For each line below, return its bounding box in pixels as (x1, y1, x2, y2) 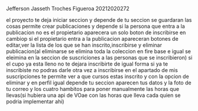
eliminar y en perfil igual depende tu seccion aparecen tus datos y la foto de (6, 79, 191, 86)
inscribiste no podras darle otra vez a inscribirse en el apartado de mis (6, 67, 178, 73)
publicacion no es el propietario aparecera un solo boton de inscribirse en (6, 29, 186, 36)
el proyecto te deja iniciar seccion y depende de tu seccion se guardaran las (6, 17, 192, 23)
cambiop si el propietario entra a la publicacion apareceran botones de (6, 35, 178, 42)
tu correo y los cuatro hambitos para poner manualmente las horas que (6, 86, 179, 92)
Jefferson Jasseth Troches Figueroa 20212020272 (6, 5, 130, 12)
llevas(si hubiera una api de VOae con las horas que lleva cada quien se (6, 92, 181, 99)
